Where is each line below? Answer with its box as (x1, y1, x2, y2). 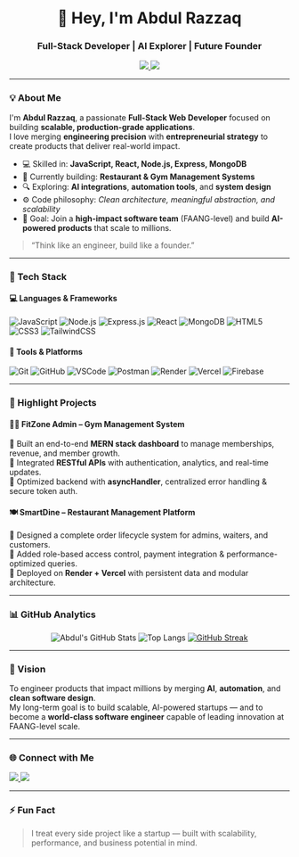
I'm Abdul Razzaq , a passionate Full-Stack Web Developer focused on (9, 111, 271, 123)
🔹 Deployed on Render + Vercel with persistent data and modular (9, 568, 249, 579)
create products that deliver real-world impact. (9, 140, 181, 151)
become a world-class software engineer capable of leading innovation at (9, 712, 285, 722)
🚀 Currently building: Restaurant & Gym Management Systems (21, 171, 255, 182)
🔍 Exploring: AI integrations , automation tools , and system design (21, 181, 271, 192)
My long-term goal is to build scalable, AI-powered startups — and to (9, 702, 263, 713)
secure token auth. (9, 486, 78, 497)
